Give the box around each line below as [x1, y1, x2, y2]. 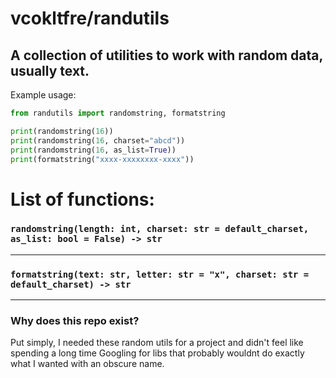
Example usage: [10, 89, 77, 101]
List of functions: [10, 188, 155, 211]
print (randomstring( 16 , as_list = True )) [10, 145, 177, 155]
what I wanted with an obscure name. [10, 358, 165, 370]
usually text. [10, 62, 90, 79]
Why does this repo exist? [10, 314, 140, 328]
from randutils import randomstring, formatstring [10, 108, 226, 118]
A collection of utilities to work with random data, [10, 47, 323, 64]
